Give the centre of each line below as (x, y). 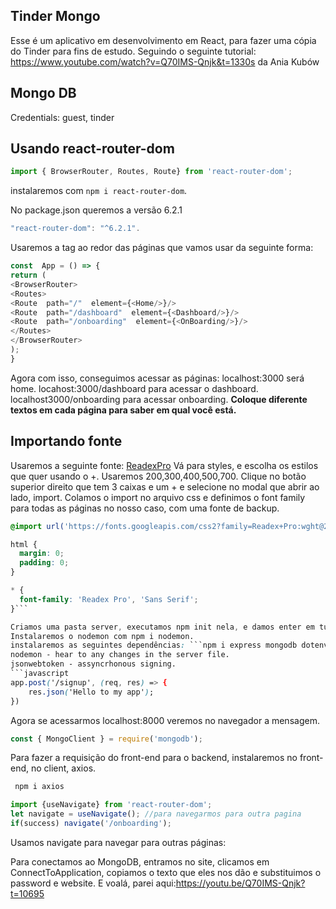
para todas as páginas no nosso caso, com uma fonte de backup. (145, 508)
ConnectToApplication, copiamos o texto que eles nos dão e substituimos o (166, 872)
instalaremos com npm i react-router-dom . (99, 191)
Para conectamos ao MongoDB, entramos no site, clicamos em (140, 861)
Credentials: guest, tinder (62, 117)
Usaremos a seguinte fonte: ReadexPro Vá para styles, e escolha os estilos (164, 465)
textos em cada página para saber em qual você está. (123, 410)
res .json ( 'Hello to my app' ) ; (91, 692)
